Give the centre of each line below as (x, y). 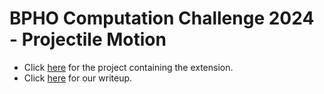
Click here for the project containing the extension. (128, 67)
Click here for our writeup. (78, 78)
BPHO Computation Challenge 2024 (162, 18)
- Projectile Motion (88, 39)
